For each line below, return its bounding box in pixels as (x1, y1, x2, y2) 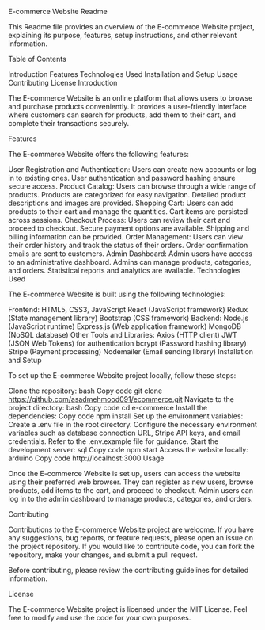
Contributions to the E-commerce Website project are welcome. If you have (8, 525, 255, 534)
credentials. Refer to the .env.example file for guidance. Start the (8, 437, 219, 446)
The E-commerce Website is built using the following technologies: (8, 289, 227, 299)
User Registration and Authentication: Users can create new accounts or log (8, 165, 256, 174)
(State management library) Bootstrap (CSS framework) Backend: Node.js (8, 313, 249, 323)
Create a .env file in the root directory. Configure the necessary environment (8, 420, 257, 429)
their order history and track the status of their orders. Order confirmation (8, 241, 248, 250)
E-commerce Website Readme (8, 7, 108, 16)
